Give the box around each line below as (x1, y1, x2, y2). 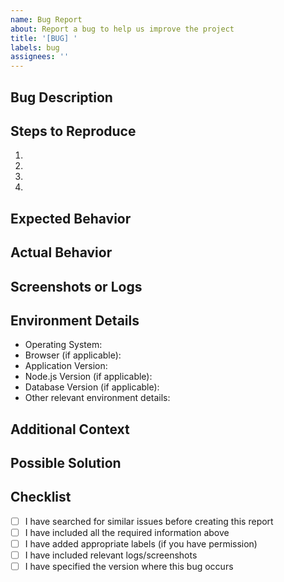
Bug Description (10, 89, 113, 106)
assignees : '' (10, 52, 70, 62)
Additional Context (10, 421, 130, 438)
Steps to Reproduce (10, 122, 137, 140)
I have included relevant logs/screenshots (24, 549, 198, 561)
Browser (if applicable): (24, 349, 122, 361)
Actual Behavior (10, 244, 113, 261)
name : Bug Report (10, 14, 83, 25)
